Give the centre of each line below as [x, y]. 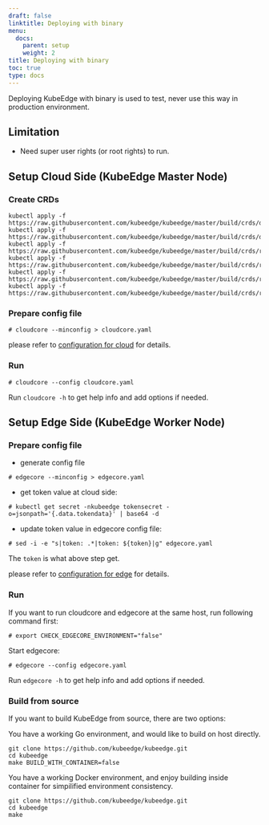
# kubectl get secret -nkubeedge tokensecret [85, 507]
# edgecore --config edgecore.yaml [68, 665]
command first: [33, 621]
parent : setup [46, 46]
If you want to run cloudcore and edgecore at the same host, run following [131, 612]
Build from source [44, 701]
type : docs [26, 75]
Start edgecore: [34, 650]
